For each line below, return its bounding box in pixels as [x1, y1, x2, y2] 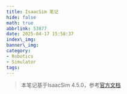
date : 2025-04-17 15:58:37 [6, 31, 74, 37]
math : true [6, 20, 34, 26]
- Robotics [6, 53, 34, 59]
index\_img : [6, 37, 36, 43]
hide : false [6, 14, 36, 20]
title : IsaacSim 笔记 [6, 8, 59, 15]
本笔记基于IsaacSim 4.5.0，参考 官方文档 [20, 81, 122, 89]
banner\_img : [6, 43, 39, 48]
